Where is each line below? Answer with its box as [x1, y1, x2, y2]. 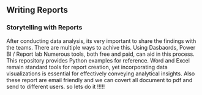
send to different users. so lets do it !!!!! [6, 83, 105, 90]
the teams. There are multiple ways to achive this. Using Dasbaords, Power [6, 44, 196, 51]
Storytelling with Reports [6, 23, 83, 32]
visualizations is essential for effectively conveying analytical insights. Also [6, 70, 195, 77]
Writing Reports [6, 5, 69, 15]
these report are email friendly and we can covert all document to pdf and [6, 76, 193, 83]
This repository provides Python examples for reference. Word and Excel [6, 56, 190, 64]
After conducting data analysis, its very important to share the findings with [6, 37, 196, 45]
